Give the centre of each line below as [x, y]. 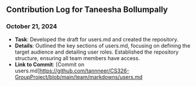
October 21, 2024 [32, 27]
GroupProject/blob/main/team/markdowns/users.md [79, 77]
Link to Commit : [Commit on [49, 64]
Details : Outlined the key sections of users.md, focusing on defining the [102, 45]
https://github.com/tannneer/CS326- [84, 71]
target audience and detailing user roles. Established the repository [97, 52]
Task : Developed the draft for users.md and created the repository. [97, 39]
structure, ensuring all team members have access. [77, 58]
